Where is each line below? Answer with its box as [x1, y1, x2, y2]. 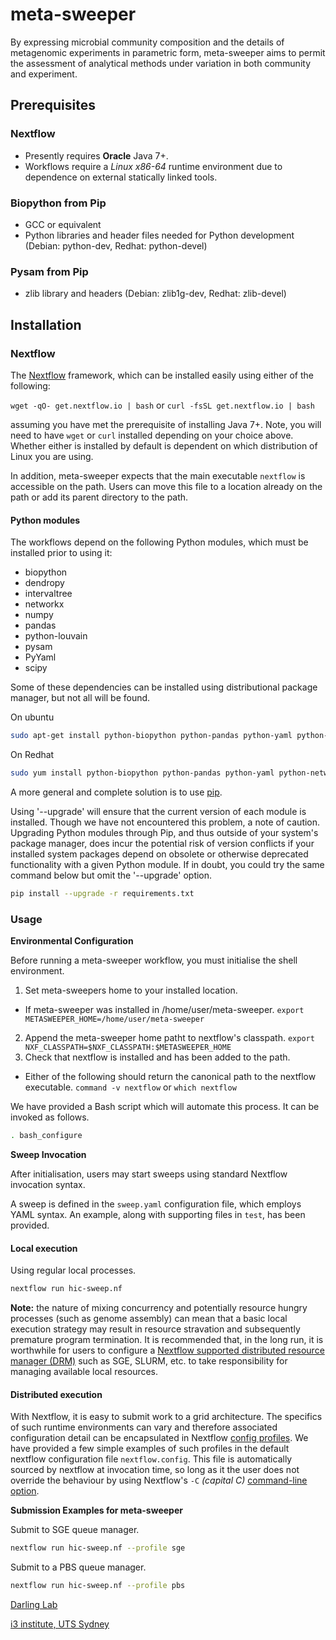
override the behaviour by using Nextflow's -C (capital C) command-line [10, 1474, 308, 1487]
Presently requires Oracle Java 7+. [24, 149, 169, 162]
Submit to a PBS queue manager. [10, 1561, 147, 1573]
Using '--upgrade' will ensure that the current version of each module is [10, 805, 307, 817]
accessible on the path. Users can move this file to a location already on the [10, 480, 323, 492]
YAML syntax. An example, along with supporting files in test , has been [10, 1208, 306, 1220]
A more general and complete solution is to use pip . [10, 786, 223, 798]
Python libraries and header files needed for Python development [24, 229, 295, 241]
